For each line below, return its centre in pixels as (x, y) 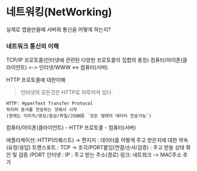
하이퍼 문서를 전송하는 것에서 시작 (42, 110)
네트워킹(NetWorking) (59, 12)
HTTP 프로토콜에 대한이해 (36, 80)
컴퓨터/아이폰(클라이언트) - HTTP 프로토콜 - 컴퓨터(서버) (71, 128)
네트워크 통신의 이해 (33, 46)
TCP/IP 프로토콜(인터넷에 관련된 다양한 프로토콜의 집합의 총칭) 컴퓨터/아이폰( (94, 60)
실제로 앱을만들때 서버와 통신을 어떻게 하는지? (59, 29)
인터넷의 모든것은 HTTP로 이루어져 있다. (67, 92)
